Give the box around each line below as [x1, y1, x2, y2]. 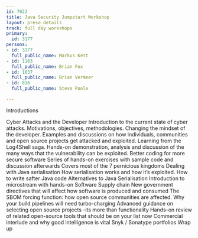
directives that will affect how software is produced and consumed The [6, 187, 180, 194]
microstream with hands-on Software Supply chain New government [6, 181, 173, 188]
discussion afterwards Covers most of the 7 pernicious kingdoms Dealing [6, 162, 185, 169]
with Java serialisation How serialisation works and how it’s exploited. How [6, 168, 188, 175]
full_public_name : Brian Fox [11, 63, 83, 70]
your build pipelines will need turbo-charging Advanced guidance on [6, 200, 173, 207]
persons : [6, 42, 28, 48]
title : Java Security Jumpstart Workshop [6, 14, 110, 20]
